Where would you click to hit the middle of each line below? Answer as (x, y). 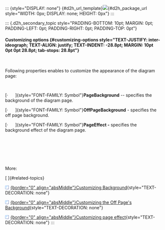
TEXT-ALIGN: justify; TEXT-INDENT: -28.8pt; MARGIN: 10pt (91, 45)
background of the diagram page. (39, 100)
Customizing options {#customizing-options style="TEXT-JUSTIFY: (76, 40)
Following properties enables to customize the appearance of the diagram (80, 71)
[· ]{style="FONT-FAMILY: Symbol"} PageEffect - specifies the (71, 125)
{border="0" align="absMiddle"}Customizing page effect (68, 217)
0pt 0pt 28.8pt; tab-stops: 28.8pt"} (42, 50)
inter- (154, 40)
